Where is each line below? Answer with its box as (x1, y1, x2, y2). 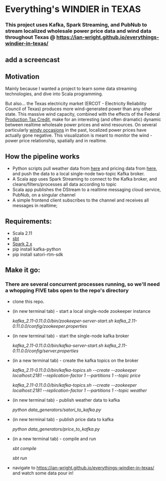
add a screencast (5, 55, 60, 64)
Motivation (5, 72, 40, 81)
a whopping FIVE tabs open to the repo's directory (5, 287, 129, 294)
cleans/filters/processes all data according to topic (12, 181, 117, 188)
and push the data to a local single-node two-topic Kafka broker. (12, 171, 145, 177)
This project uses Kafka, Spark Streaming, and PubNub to (5, 21, 148, 28)
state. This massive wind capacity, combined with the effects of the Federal (5, 111, 160, 117)
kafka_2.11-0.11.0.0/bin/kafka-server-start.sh (12, 342, 103, 348)
